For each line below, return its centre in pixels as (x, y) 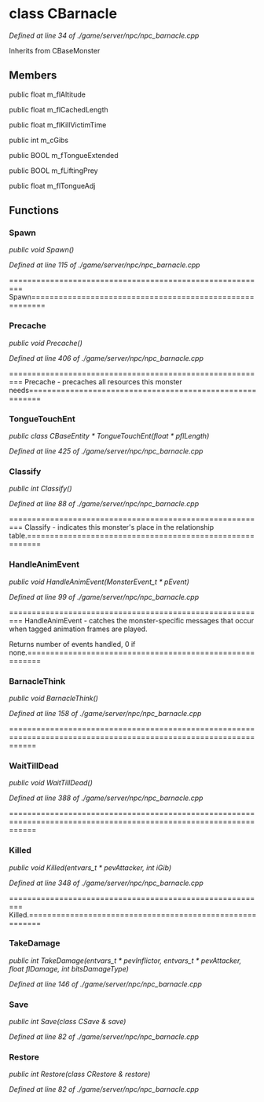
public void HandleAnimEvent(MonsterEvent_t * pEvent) (99, 582)
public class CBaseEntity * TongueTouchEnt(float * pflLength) (109, 436)
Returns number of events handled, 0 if (72, 644)
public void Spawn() (42, 250)
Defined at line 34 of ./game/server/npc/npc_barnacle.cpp (104, 35)
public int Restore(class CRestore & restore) (80, 1074)
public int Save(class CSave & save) (68, 1022)
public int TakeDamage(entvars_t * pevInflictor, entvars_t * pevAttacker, (125, 961)
